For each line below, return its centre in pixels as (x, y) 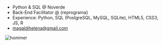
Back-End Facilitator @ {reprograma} (50, 12)
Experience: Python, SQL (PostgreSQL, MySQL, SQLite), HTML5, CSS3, (85, 18)
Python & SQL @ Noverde (39, 7)
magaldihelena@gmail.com (40, 28)
